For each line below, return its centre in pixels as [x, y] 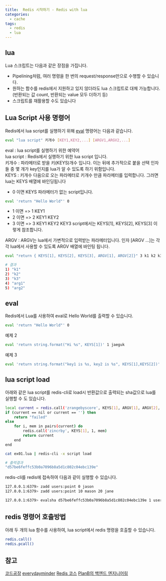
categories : [17, 14]
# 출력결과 [14, 463]
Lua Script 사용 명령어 [38, 118]
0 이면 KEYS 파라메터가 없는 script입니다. [53, 192]
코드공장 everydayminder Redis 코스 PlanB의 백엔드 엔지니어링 [67, 574]
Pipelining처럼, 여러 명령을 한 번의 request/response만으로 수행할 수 [79, 76]
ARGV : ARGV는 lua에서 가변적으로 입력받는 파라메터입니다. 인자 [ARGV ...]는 [80, 240]
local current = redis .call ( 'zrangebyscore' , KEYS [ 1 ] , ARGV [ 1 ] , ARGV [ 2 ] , [83, 408]
